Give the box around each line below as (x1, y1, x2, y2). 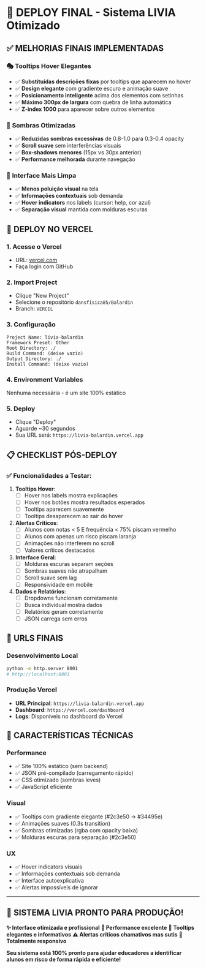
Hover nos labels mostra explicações (24, 492, 118, 499)
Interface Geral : (15, 554, 56, 561)
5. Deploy (6, 404, 36, 413)
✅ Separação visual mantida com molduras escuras (15, 206, 148, 213)
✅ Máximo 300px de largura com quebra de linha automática (15, 98, 172, 106)
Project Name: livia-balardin (6, 334, 84, 341)
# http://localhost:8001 (6, 671, 70, 677)
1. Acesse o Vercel (6, 242, 62, 251)
